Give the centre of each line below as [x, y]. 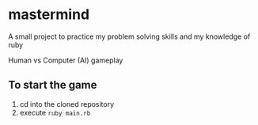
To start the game [53, 85]
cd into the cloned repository [67, 104]
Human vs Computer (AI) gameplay [66, 60]
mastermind [49, 15]
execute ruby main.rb [55, 112]
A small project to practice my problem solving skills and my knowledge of [129, 36]
